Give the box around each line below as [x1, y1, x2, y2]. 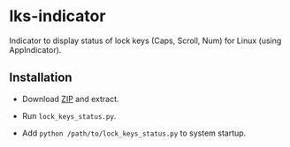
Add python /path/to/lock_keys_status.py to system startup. [21, 128, 247, 138]
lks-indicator [9, 6, 106, 26]
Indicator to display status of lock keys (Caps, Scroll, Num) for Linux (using [9, 35, 282, 46]
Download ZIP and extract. [21, 93, 119, 104]
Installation [9, 70, 72, 85]
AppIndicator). [9, 44, 62, 55]
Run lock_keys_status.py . [21, 110, 117, 121]
